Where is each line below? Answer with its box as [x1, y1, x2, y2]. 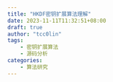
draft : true [7, 24, 43, 31]
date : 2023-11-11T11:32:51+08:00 [7, 17, 107, 24]
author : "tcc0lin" [7, 30, 62, 38]
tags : [7, 37, 23, 44]
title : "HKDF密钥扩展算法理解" [7, 10, 92, 18]
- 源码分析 [20, 51, 48, 58]
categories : [7, 57, 43, 64]
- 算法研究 [20, 63, 48, 71]
